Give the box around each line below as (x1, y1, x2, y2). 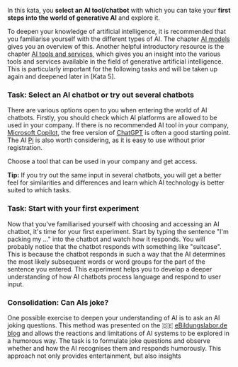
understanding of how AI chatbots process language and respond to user (7, 272, 222, 281)
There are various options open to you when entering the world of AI (7, 106, 208, 115)
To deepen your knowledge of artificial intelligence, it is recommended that (7, 28, 227, 35)
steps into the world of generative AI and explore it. (7, 13, 161, 22)
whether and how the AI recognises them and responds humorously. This (7, 344, 222, 352)
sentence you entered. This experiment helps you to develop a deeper (7, 264, 212, 273)
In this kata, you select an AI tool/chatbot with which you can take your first (7, 6, 231, 14)
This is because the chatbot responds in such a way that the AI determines (7, 250, 226, 258)
